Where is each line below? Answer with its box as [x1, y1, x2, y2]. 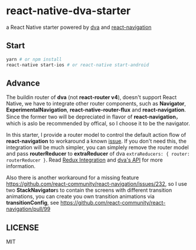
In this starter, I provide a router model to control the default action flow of [6, 131, 187, 139]
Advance [6, 78, 40, 88]
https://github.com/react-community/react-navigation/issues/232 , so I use [6, 180, 187, 187]
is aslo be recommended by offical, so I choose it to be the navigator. [22, 120, 190, 127]
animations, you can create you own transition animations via [6, 193, 155, 200]
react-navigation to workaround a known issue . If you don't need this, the [6, 137, 187, 145]
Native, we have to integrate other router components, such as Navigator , [6, 100, 186, 107]
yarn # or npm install [6, 56, 62, 63]
